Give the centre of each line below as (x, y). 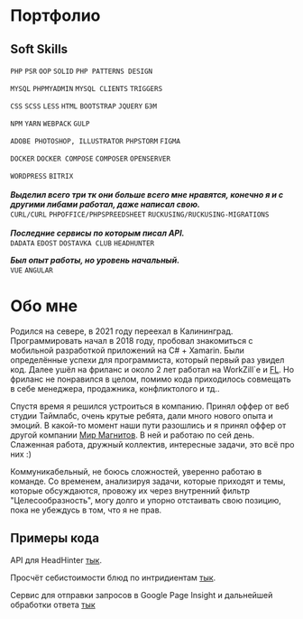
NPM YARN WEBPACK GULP (50, 124)
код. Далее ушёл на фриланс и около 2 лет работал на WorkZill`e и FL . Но (152, 369)
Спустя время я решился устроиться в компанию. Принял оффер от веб (150, 406)
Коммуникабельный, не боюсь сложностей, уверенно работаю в (136, 471)
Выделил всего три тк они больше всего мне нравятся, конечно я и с (147, 194)
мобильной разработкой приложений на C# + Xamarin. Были (127, 350)
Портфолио (55, 16)
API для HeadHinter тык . (56, 559)
